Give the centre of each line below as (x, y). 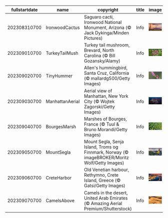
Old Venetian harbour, (107, 170)
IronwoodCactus (63, 27)
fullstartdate (24, 9)
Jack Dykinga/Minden (106, 32)
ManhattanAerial (63, 101)
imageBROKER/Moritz (106, 157)
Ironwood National (103, 22)
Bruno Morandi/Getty (106, 129)
